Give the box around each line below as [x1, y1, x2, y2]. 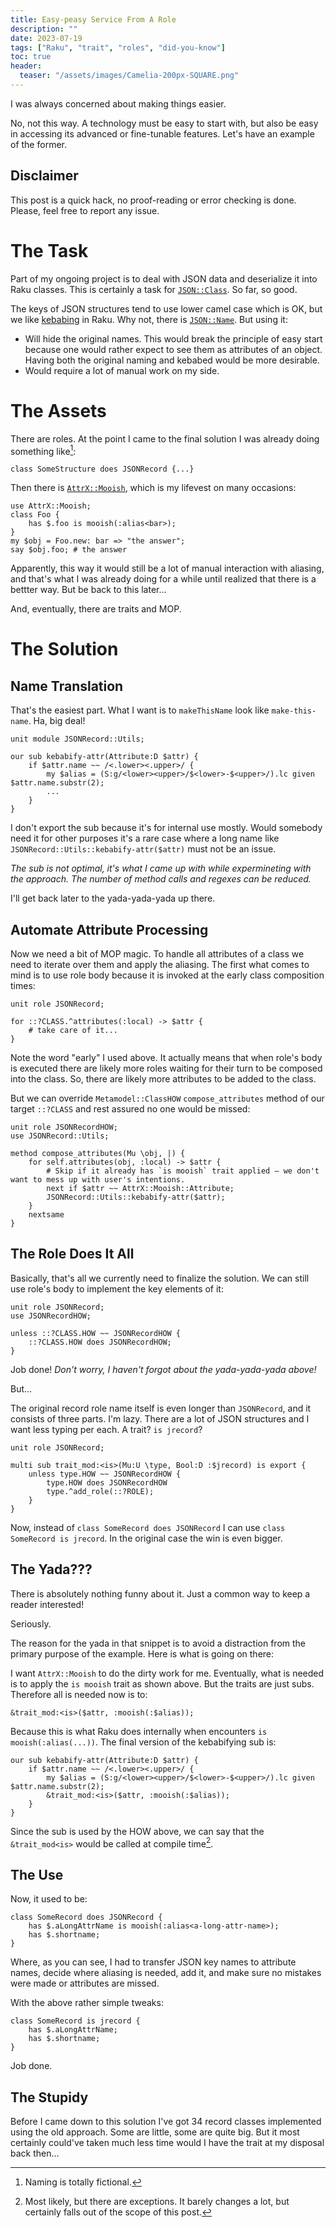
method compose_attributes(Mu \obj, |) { [10, 1149, 186, 1159]
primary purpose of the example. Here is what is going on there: [10, 1647, 275, 1660]
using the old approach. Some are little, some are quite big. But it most [10, 2126, 300, 2138]
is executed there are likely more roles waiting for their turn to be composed [10, 1062, 323, 1075]
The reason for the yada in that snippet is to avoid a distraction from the [10, 1637, 306, 1649]
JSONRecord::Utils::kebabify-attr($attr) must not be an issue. [10, 843, 277, 855]
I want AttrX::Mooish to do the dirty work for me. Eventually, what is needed [10, 1667, 325, 1679]
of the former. [10, 138, 67, 150]
